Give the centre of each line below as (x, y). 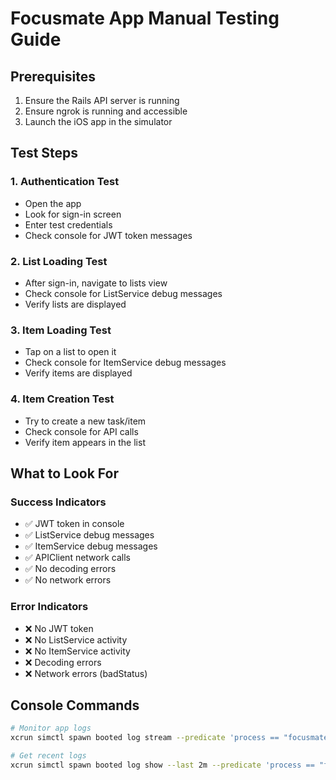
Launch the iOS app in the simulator (98, 121)
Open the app (53, 203)
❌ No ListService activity (76, 639)
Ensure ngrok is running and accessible (106, 111)
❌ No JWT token (59, 628)
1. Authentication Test (65, 182)
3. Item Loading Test (61, 330)
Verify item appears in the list (85, 442)
